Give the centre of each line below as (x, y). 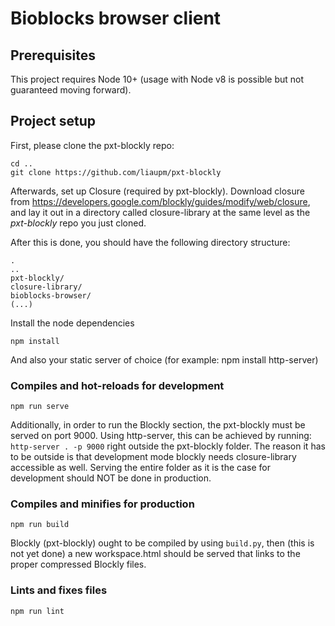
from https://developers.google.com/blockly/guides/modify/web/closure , (160, 201)
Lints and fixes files (59, 590)
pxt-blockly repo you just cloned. (78, 223)
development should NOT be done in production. (111, 478)
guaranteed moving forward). (71, 90)
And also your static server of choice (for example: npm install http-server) (164, 359)
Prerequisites (53, 55)
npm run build (40, 525)
